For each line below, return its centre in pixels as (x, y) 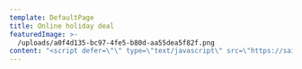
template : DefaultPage (52, 17)
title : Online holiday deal (62, 26)
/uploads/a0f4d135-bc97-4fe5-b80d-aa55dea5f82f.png (116, 43)
